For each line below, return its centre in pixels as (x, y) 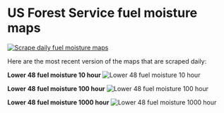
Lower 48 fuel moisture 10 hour (54, 75)
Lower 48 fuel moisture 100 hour (56, 88)
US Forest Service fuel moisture (102, 13)
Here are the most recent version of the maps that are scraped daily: (107, 61)
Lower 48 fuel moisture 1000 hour (58, 102)
